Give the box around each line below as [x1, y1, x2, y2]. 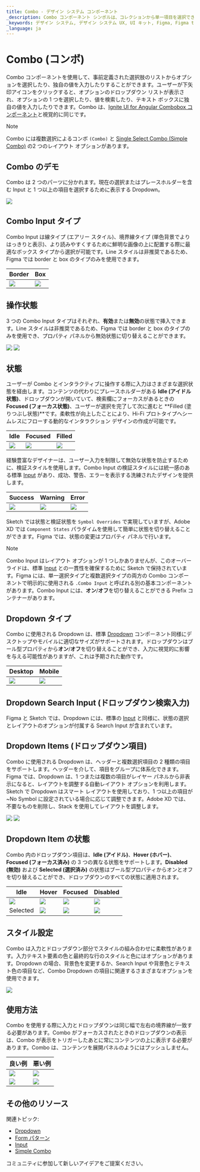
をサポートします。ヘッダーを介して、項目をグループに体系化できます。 [6, 765, 182, 772]
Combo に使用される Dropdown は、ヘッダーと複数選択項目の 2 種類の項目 [6, 758, 190, 765]
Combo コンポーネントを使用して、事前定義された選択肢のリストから [6, 74, 177, 81]
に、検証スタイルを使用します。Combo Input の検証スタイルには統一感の [6, 464, 185, 471]
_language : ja [6, 25, 42, 32]
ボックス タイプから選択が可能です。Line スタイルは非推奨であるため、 [16, 248, 191, 255]
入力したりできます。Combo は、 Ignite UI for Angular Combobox [26, 104, 186, 111]
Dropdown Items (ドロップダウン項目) [6, 741, 147, 751]
